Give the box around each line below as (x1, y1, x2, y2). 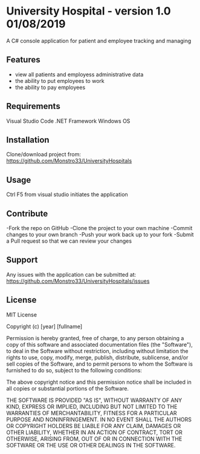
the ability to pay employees (15, 84, 86, 91)
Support (6, 255, 38, 265)
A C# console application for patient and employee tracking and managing (6, 37, 192, 44)
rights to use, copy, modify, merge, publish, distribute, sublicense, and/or (6, 354, 189, 361)
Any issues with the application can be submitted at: (6, 271, 137, 278)
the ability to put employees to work (15, 77, 105, 84)
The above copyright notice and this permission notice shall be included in (6, 378, 192, 386)
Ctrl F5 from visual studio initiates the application (6, 191, 128, 198)
